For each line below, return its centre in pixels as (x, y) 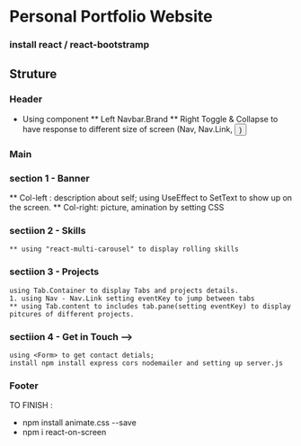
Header (26, 99)
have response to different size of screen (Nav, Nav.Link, (128, 129)
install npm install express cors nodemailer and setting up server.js (146, 363)
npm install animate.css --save (79, 423)
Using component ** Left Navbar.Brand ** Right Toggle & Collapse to (150, 119)
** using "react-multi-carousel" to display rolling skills (124, 249)
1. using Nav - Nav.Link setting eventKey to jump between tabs (132, 299)
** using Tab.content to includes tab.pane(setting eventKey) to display (150, 306)
